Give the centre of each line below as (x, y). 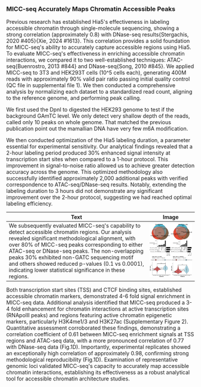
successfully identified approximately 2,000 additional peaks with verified (97, 179)
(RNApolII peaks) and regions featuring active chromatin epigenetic (89, 315)
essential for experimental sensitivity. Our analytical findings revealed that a (100, 147)
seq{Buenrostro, (26, 66)
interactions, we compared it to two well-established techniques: (86, 60)
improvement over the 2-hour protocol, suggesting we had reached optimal (99, 197)
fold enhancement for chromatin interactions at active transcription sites (100, 309)
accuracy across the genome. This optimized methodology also (85, 172)
